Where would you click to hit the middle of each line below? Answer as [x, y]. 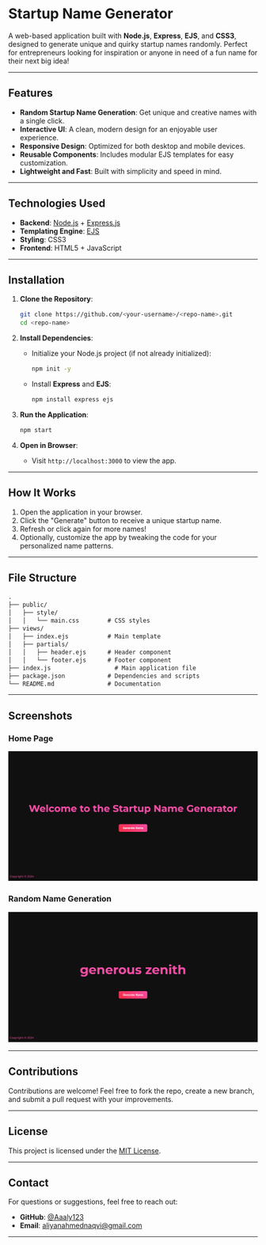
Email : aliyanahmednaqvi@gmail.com [81, 1226]
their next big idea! [39, 61]
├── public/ [28, 605]
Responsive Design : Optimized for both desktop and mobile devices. [132, 146]
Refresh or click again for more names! [83, 529]
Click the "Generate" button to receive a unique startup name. [120, 520]
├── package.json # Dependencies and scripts [104, 676]
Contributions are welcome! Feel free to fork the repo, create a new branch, [131, 1091]
